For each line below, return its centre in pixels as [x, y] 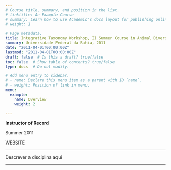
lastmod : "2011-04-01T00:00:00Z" [41, 52]
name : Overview [31, 99]
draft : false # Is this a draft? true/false [54, 57]
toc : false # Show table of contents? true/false [60, 62]
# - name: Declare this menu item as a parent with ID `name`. [74, 80]
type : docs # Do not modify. [37, 67]
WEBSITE [15, 143]
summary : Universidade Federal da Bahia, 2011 [55, 43]
